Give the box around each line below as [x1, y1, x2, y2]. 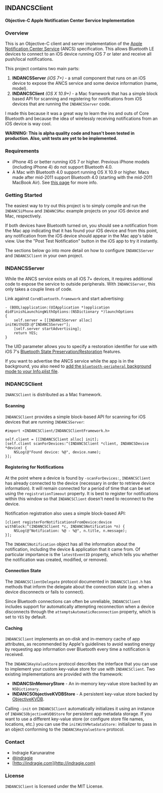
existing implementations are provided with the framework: [5, 671, 123, 677]
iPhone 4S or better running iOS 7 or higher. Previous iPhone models [12, 158, 150, 165]
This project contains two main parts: [5, 66, 80, 72]
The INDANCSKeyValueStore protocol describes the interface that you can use [5, 661, 158, 667]
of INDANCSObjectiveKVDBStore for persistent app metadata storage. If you [5, 711, 152, 717]
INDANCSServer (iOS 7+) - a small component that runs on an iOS [12, 75, 146, 81]
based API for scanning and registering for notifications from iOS [12, 96, 143, 102]
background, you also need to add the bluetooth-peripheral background [5, 363, 152, 369]
